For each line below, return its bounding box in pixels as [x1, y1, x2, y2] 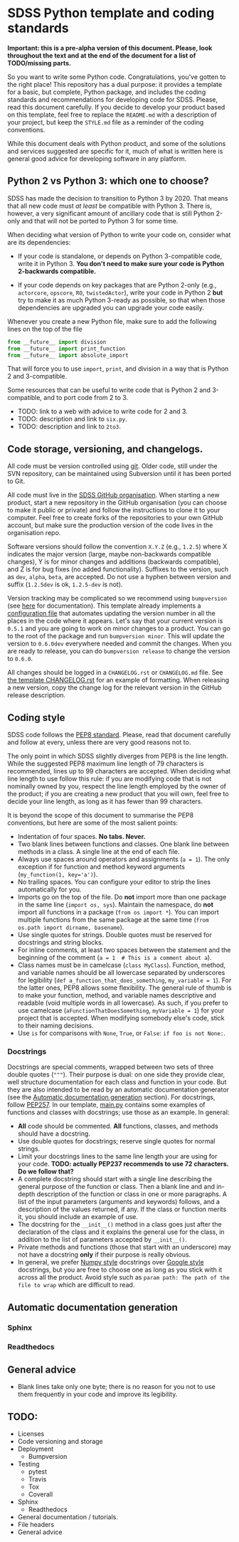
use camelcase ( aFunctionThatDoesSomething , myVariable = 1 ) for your [17, 1006, 225, 1015]
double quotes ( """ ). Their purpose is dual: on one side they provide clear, [7, 1070, 225, 1079]
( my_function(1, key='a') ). [17, 870, 98, 878]
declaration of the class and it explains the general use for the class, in [17, 1227, 225, 1236]
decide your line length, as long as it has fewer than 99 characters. [7, 797, 203, 806]
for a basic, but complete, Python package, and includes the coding [7, 88, 206, 96]
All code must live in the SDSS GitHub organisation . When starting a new [7, 491, 220, 500]
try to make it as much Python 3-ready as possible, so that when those [17, 295, 225, 304]
